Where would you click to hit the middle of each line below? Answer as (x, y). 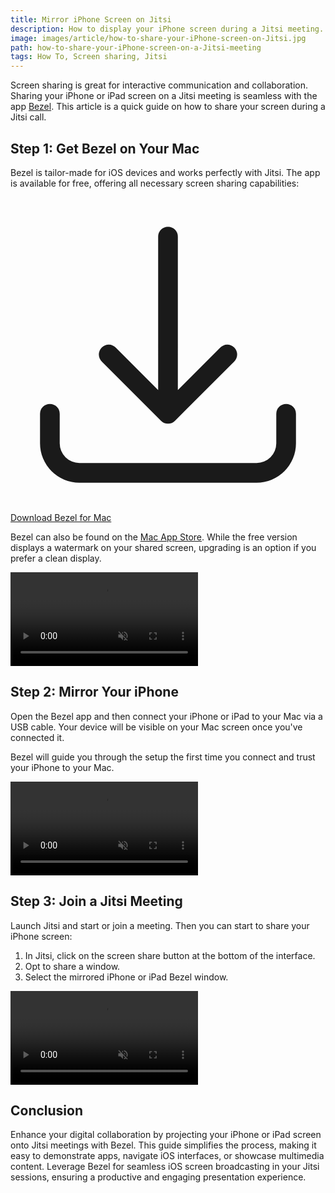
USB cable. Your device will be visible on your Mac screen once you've (156, 727)
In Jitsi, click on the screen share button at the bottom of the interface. (170, 955)
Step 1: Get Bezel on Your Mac (105, 148)
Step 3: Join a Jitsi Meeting (96, 901)
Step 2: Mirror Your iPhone (94, 692)
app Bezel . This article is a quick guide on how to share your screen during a (168, 107)
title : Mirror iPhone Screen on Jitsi (91, 19)
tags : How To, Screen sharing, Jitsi (89, 57)
